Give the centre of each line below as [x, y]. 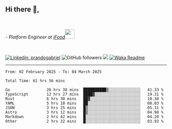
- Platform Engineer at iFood [35, 37]
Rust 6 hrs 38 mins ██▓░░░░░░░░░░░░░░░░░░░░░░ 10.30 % [84, 99]
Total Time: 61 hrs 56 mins [35, 81]
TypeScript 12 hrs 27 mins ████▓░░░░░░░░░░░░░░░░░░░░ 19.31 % [84, 94]
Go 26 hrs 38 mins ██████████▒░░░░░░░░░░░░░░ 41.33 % [84, 90]
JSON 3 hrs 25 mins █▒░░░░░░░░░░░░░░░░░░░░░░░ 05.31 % [84, 108]
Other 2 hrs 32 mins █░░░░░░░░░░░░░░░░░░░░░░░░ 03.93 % [84, 121]
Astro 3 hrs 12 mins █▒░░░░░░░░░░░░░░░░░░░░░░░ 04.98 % [84, 112]
